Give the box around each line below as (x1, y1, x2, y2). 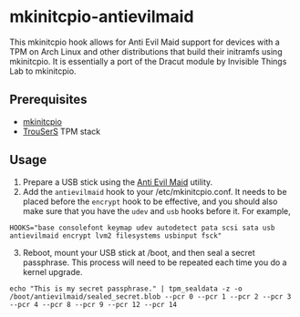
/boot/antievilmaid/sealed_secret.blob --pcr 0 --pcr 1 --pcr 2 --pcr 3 (9, 291, 292, 302)
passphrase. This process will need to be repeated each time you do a (22, 257, 287, 268)
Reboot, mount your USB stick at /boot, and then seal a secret (22, 247, 255, 258)
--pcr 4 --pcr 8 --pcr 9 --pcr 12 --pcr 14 (9, 300, 178, 309)
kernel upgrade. (22, 266, 83, 277)
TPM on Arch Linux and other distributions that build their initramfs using (9, 46, 283, 56)
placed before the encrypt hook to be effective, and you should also (22, 196, 278, 207)
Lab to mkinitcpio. (9, 66, 77, 77)
